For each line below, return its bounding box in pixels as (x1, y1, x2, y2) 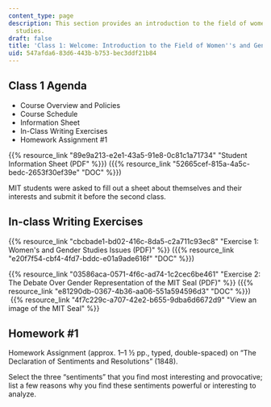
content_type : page (8, 11, 74, 20)
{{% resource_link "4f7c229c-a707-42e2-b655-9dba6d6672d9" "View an (10, 295, 256, 305)
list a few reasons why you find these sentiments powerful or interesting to (8, 380, 256, 391)
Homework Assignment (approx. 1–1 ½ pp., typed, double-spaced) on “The (8, 348, 256, 358)
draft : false (8, 34, 52, 43)
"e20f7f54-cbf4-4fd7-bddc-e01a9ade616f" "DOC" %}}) (8, 253, 195, 263)
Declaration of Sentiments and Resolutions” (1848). (8, 356, 179, 367)
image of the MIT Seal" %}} (8, 303, 100, 313)
